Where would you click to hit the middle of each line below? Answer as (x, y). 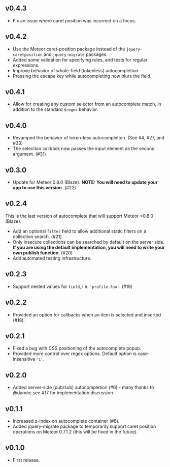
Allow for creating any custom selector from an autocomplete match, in (87, 104)
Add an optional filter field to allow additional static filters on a (79, 231)
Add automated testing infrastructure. (52, 258)
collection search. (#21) (37, 237)
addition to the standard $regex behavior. (55, 109)
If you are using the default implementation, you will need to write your (89, 247)
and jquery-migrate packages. (75, 54)
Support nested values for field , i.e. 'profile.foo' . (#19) (73, 286)
